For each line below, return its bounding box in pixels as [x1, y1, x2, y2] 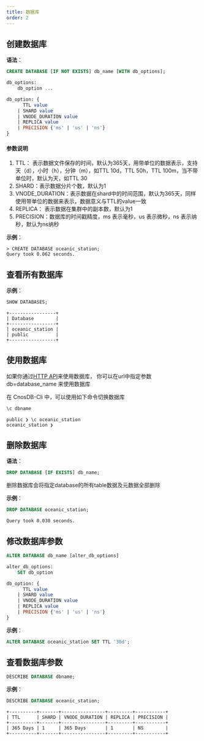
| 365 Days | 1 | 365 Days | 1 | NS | [6, 725, 168, 731]
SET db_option [17, 569, 53, 576]
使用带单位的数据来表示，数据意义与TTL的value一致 [15, 197, 147, 205]
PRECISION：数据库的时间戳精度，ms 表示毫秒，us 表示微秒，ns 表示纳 [15, 213, 197, 221]
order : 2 [6, 15, 29, 21]
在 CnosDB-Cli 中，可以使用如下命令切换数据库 [6, 393, 125, 400]
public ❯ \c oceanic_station [6, 416, 81, 423]
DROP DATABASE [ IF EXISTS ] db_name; [6, 469, 100, 476]
